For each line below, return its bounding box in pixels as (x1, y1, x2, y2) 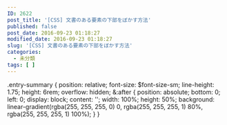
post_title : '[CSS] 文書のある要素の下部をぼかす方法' (7, 17, 152, 23)
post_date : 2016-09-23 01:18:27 (7, 29, 100, 37)
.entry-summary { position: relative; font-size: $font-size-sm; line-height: (7, 80, 215, 88)
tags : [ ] (7, 61, 36, 68)
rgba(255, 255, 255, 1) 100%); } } (7, 110, 100, 118)
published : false (7, 23, 57, 30)
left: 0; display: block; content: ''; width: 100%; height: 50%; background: (7, 95, 215, 104)
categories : (7, 49, 41, 56)
